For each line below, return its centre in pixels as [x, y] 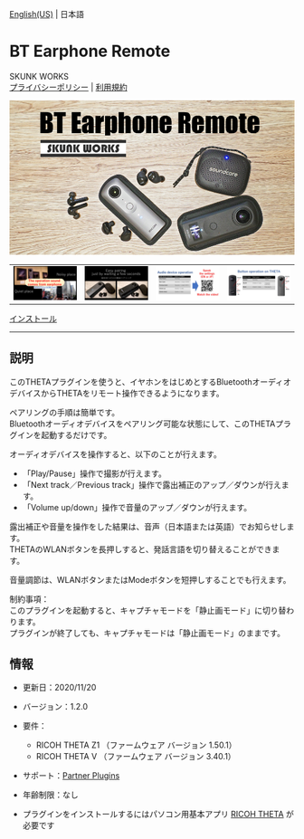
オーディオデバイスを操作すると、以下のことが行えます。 [115, 454]
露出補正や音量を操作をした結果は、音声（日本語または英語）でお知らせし [148, 526]
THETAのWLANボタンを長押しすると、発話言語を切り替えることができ [141, 549]
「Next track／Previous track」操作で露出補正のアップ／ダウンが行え [152, 484]
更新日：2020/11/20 [59, 688]
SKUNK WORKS [39, 76]
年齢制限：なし [50, 795]
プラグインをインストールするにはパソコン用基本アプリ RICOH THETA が [158, 815]
